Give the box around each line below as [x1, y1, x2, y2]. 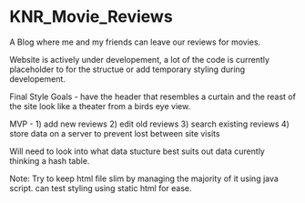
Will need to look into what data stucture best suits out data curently [9, 146, 266, 157]
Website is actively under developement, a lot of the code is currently [9, 54, 270, 65]
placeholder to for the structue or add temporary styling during [9, 64, 246, 75]
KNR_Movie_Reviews [9, 6, 173, 27]
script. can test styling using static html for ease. [9, 182, 193, 193]
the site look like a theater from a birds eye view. [9, 100, 191, 111]
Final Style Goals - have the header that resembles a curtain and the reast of [9, 91, 296, 102]
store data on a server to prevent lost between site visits [9, 127, 220, 138]
